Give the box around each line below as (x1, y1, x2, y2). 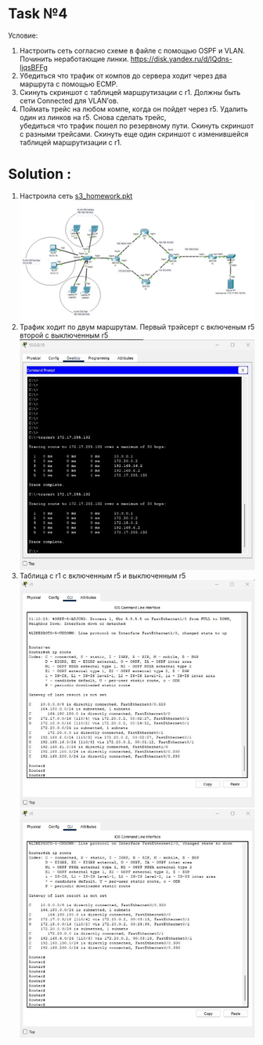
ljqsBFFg (19, 62, 49, 71)
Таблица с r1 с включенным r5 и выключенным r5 (19, 571, 186, 581)
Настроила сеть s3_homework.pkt (19, 191, 133, 200)
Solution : (8, 166, 72, 183)
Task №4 (8, 5, 68, 23)
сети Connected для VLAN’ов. (19, 96, 119, 105)
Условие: (8, 31, 38, 40)
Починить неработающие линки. (19, 54, 129, 64)
